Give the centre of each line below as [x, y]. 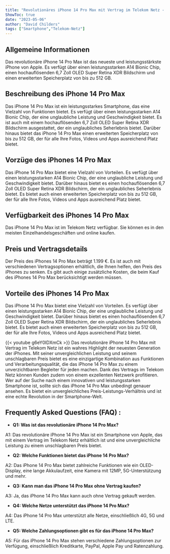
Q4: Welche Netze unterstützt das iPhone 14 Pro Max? [71, 505]
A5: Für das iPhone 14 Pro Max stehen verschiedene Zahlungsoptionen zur [83, 540]
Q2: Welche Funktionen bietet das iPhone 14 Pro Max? [71, 455]
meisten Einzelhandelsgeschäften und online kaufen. [60, 233]
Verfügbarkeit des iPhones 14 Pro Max [67, 215]
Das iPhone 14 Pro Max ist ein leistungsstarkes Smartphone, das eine [78, 106]
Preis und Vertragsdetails [46, 249]
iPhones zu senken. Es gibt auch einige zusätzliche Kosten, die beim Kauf [82, 272]
